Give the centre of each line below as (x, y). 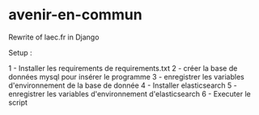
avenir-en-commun (76, 15)
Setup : (20, 52)
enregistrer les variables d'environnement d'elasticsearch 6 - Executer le (129, 93)
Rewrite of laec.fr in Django (54, 37)
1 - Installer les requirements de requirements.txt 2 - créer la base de (123, 68)
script (18, 102)
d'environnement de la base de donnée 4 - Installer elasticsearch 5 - (123, 85)
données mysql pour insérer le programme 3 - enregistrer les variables (126, 76)
